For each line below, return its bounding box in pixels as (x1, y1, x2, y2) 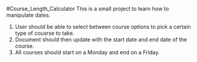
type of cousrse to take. (14, 29, 75, 37)
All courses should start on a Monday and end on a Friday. (14, 49, 160, 56)
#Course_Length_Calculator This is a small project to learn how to (6, 5, 169, 12)
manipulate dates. (6, 11, 51, 19)
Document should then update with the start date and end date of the (14, 36, 187, 43)
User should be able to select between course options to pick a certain (14, 23, 191, 30)
